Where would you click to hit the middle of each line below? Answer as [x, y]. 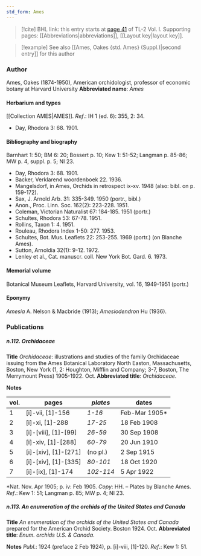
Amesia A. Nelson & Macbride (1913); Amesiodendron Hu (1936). [87, 311]
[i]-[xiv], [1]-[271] [53, 452]
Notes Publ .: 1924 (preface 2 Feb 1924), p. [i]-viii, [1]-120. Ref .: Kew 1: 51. [97, 546]
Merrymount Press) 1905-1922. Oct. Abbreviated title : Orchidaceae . [91, 376]
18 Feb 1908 [139, 422]
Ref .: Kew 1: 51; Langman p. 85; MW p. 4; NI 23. [65, 493]
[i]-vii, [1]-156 [48, 413]
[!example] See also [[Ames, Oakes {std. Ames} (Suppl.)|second [101, 47]
